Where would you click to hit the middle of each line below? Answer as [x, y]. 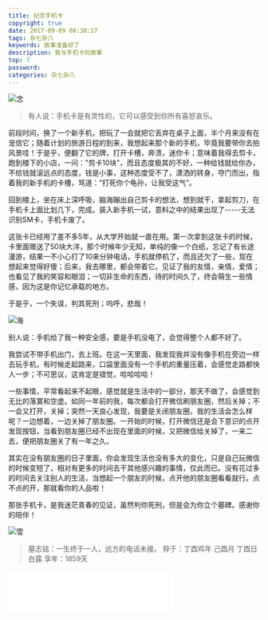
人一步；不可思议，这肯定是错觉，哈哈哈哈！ [82, 374]
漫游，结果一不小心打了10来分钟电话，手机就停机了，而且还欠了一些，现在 [131, 256]
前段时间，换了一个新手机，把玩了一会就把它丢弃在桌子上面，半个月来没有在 [134, 132]
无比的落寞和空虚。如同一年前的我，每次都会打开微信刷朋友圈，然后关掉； [130, 401]
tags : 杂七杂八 [31, 38]
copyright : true [35, 23]
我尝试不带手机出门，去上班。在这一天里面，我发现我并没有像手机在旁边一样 [134, 354]
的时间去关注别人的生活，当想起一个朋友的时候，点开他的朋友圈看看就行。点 [134, 478]
